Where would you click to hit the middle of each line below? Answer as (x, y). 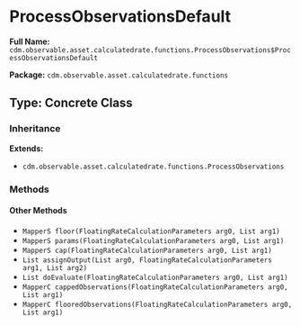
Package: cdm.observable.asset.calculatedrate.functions (119, 75)
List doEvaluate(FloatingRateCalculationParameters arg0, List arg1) (155, 277)
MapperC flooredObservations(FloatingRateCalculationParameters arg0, (157, 304)
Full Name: (30, 41)
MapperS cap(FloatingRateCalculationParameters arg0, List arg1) (147, 250)
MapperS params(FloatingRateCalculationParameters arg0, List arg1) (153, 240)
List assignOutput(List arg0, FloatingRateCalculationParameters (147, 260)
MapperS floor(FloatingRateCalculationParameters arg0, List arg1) (151, 231)
